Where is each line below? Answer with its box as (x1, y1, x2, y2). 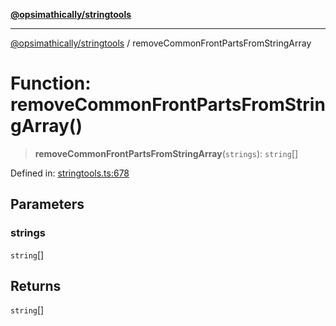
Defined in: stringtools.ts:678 (10, 167, 130, 179)
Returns (10, 278, 62, 295)
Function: (10, 72, 92, 95)
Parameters (10, 196, 85, 213)
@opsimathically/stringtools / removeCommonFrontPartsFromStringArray (10, 37, 312, 49)
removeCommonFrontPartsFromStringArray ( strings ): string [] (34, 147, 299, 159)
